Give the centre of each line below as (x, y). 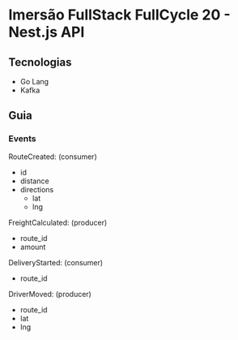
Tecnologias (40, 62)
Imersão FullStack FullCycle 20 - (119, 15)
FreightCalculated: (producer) (58, 222)
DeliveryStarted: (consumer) (56, 262)
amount (33, 247)
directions (37, 189)
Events (22, 139)
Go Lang (34, 82)
